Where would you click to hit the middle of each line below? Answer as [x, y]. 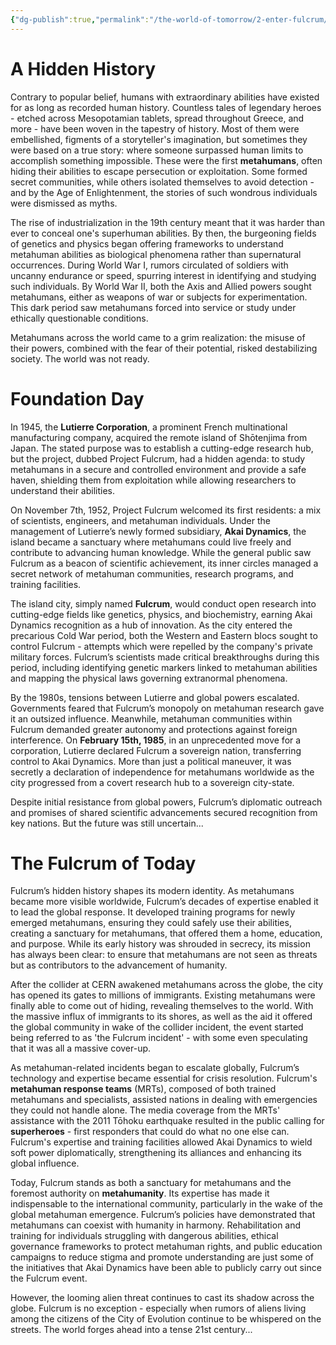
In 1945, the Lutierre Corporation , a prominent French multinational [149, 427]
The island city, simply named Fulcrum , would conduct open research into [163, 603]
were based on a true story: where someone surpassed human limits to [157, 150]
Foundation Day [77, 398]
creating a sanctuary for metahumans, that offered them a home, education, [166, 933]
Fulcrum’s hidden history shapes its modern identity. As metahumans [152, 891]
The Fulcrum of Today [103, 863]
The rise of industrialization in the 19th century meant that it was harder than [167, 222]
